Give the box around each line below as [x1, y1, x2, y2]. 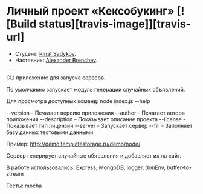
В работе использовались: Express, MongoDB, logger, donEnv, [6, 164, 166, 171]
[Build [6, 17, 37, 31]
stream [6, 170, 24, 177]
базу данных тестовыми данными [6, 129, 94, 136]
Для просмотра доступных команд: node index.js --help [6, 97, 150, 104]
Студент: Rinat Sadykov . [14, 50, 77, 57]
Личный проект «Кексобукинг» [6, 4, 175, 18]
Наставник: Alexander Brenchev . [14, 56, 98, 64]
